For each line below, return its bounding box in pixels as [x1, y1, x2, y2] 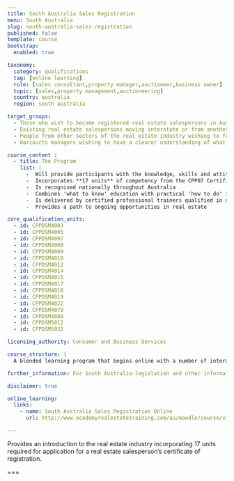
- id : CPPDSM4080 [13, 313, 64, 320]
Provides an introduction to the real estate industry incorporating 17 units [7, 439, 216, 448]
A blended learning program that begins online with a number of [13, 357, 208, 364]
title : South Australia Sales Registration [7, 10, 136, 17]
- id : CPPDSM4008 [13, 242, 64, 249]
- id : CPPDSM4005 [13, 229, 64, 236]
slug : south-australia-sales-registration [7, 23, 132, 30]
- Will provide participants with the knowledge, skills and [25, 171, 210, 178]
